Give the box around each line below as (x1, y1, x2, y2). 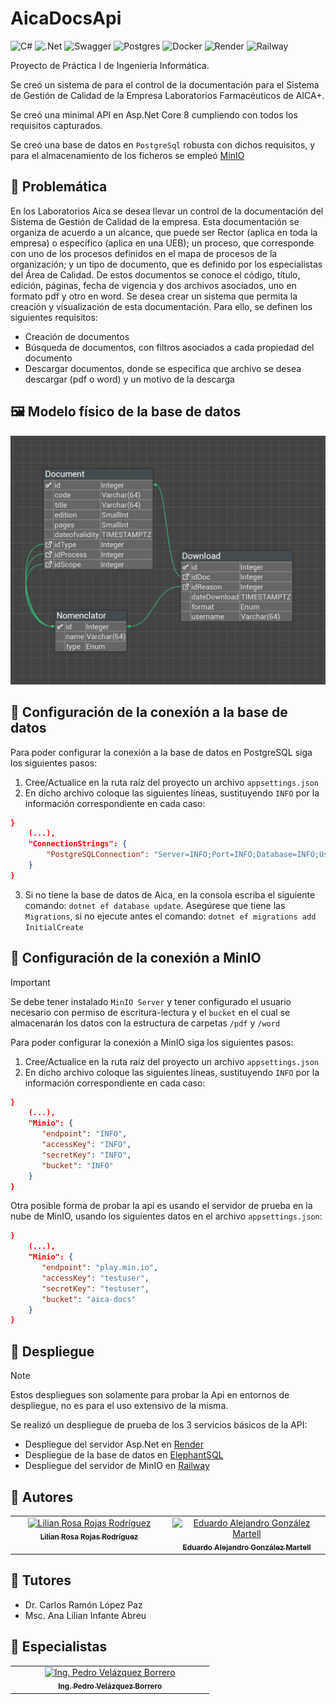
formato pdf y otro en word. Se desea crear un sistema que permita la (10, 290, 298, 302)
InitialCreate (24, 922, 84, 932)
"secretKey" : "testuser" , (41, 1283, 150, 1294)
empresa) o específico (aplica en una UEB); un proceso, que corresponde (10, 237, 315, 249)
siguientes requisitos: (10, 311, 98, 323)
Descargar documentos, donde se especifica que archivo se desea (24, 362, 302, 374)
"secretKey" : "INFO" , (41, 1150, 132, 1160)
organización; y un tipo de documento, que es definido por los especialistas (10, 258, 323, 270)
